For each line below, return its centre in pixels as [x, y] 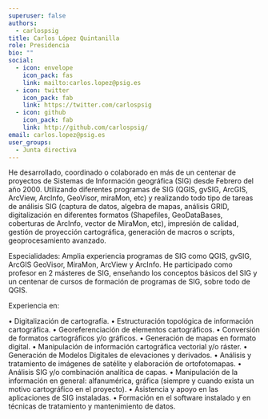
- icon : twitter [42, 90]
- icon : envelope [44, 68]
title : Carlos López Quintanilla [64, 38]
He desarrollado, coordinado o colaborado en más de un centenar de [122, 172]
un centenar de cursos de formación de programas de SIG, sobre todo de [129, 282]
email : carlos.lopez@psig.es [57, 135]
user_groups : [30, 142]
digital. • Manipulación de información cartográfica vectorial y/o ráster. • [128, 347]
